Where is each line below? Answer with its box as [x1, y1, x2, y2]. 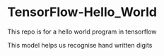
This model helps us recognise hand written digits [7, 41, 153, 49]
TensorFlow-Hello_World [7, 4, 158, 20]
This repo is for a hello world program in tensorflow [7, 27, 157, 36]
